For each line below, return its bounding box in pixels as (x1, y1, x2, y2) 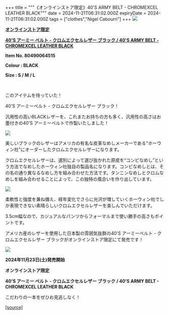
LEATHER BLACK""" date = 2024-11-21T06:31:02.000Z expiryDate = (5, 10, 147, 16)
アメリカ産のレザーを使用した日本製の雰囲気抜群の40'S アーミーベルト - (5, 230, 156, 236)
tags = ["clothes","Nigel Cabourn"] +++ (49, 16, 131, 22)
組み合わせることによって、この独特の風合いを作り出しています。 (18, 176, 155, 182)
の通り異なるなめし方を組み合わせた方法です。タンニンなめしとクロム (14, 170, 160, 175)
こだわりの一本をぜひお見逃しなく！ (5, 294, 81, 300)
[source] (5, 304, 23, 310)
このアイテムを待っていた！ (5, 92, 62, 98)
